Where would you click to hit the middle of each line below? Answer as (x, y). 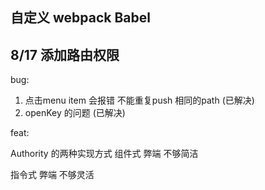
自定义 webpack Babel (80, 18)
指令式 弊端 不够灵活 (52, 175)
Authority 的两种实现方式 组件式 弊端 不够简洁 (104, 154)
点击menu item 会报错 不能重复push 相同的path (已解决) (139, 100)
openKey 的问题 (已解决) (75, 113)
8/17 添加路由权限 (65, 54)
